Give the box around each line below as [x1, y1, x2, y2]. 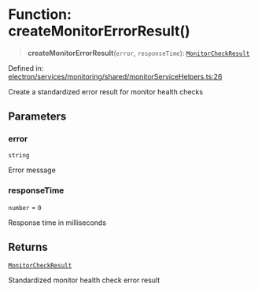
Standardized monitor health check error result [8, 275, 160, 285]
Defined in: [8, 63, 44, 72]
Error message [8, 165, 57, 175]
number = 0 [8, 202, 42, 212]
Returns [8, 241, 49, 254]
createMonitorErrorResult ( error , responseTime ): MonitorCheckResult [27, 48, 250, 57]
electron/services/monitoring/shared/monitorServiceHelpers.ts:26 [8, 72, 223, 81]
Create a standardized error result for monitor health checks [8, 87, 203, 96]
